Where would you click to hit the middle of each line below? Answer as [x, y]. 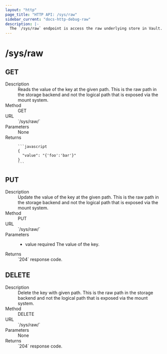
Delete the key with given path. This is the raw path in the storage [86, 293]
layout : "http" [21, 10]
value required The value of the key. [62, 244]
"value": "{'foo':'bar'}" [49, 156]
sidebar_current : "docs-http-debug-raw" [48, 19]
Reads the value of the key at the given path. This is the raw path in [87, 90]
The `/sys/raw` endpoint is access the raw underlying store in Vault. [86, 29]
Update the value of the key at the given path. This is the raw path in [88, 197]
